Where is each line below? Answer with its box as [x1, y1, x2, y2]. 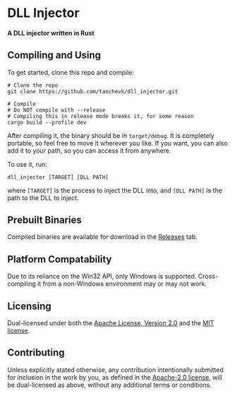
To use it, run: [7, 160, 47, 168]
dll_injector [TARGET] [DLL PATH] [7, 173, 109, 181]
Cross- [198, 272, 219, 281]
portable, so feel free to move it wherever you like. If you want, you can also [7, 139, 228, 147]
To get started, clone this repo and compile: [7, 68, 134, 76]
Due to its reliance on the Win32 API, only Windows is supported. [7, 272, 197, 281]
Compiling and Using [7, 49, 101, 62]
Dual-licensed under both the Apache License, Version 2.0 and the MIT [7, 319, 215, 327]
